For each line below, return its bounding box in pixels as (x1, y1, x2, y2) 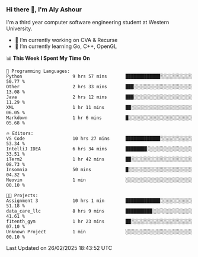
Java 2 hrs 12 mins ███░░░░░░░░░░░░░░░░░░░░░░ (6, 94, 193, 100)
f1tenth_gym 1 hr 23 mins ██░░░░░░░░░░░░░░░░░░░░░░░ (6, 219, 193, 224)
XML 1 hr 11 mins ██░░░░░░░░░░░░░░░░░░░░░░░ (6, 105, 193, 111)
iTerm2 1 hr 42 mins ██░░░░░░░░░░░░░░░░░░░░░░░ (6, 156, 193, 162)
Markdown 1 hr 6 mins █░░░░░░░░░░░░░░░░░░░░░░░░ (6, 115, 193, 121)
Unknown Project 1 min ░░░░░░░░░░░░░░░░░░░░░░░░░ (6, 229, 193, 235)
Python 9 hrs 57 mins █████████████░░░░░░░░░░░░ (6, 73, 193, 79)
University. (6, 25, 33, 32)
